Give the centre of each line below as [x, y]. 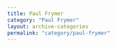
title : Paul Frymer [36, 13]
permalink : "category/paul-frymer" [59, 33]
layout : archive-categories [48, 26]
